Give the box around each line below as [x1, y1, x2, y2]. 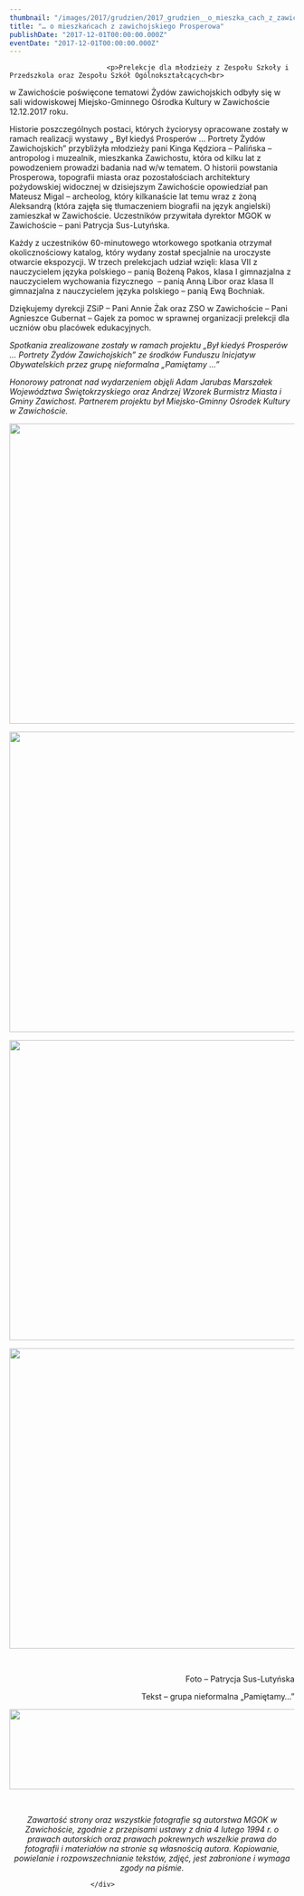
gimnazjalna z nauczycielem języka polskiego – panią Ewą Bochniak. [9, 286, 265, 297]
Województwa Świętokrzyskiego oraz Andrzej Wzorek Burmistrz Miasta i [9, 386, 282, 397]
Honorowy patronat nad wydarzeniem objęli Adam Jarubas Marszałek [9, 376, 273, 387]
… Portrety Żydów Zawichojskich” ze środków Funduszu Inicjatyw [9, 349, 256, 360]
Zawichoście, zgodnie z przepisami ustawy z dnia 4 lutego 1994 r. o [24, 1825, 280, 1835]
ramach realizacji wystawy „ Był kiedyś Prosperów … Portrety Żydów [9, 133, 266, 145]
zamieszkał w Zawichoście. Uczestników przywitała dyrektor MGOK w [9, 210, 271, 222]
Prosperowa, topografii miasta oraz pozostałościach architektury [9, 172, 251, 183]
